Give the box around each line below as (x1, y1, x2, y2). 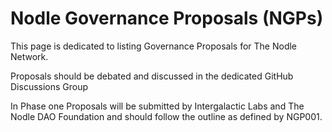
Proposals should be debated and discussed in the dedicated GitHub (10, 70, 294, 82)
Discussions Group (10, 80, 89, 92)
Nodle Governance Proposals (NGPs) (10, 7, 324, 30)
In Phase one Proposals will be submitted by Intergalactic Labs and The (10, 100, 305, 112)
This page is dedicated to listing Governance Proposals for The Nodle (10, 40, 298, 52)
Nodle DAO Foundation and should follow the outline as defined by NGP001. (10, 110, 323, 122)
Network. (10, 50, 49, 62)
